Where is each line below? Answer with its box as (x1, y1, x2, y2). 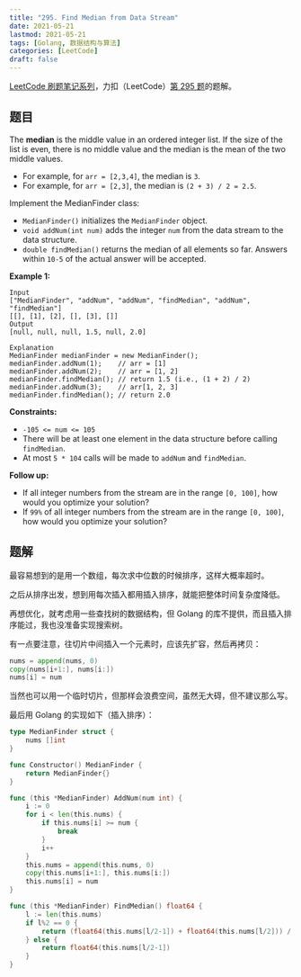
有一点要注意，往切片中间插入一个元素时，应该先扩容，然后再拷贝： (9, 638, 261, 649)
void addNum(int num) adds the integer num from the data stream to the (22, 224, 284, 235)
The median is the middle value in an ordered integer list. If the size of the (9, 134, 283, 145)
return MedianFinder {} (25, 768, 111, 778)
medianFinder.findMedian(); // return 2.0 (9, 390, 171, 399)
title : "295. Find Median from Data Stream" (9, 13, 179, 22)
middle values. (9, 153, 64, 164)
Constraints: (9, 406, 58, 417)
